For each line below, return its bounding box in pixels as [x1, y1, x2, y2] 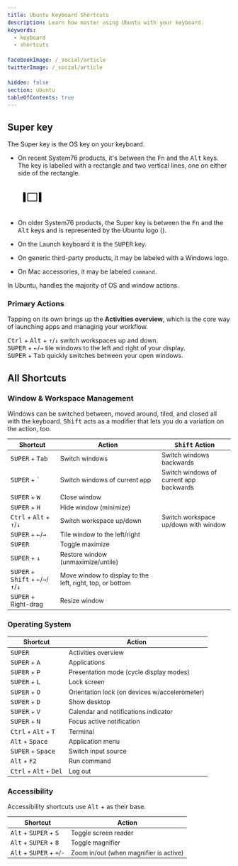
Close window [59, 493, 101, 502]
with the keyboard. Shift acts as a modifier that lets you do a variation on [7, 417, 225, 426]
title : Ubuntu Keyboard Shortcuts [7, 11, 110, 18]
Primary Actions [7, 298, 65, 308]
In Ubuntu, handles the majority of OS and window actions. [7, 281, 179, 290]
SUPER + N [10, 718, 41, 726]
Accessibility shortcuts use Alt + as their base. [7, 803, 147, 811]
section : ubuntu [7, 86, 55, 94]
